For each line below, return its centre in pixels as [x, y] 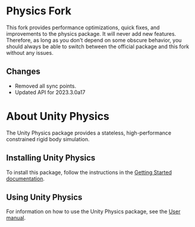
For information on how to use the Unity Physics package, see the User [93, 212]
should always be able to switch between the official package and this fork [97, 46]
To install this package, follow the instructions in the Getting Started [89, 172]
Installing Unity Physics [51, 158]
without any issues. [30, 52]
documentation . [26, 178]
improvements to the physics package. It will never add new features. [91, 33]
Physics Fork [39, 11]
